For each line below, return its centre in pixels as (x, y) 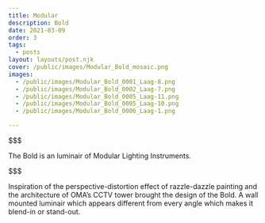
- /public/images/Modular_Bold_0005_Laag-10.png (97, 104)
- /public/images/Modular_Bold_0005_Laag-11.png (97, 96)
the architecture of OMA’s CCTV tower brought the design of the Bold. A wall (133, 195)
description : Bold (38, 23)
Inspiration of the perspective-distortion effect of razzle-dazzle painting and (133, 186)
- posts (28, 52)
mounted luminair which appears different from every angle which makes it (131, 203)
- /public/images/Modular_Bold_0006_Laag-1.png (96, 111)
